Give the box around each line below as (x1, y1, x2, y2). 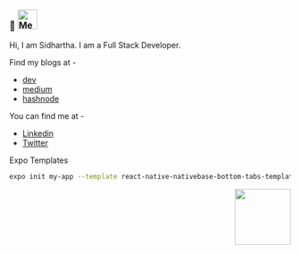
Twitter (21, 138, 49, 148)
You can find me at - (9, 111, 85, 122)
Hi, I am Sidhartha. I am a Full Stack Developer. (9, 40, 181, 51)
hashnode (21, 94, 60, 105)
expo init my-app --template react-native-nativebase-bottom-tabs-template (9, 173, 297, 182)
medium (21, 84, 53, 95)
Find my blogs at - (9, 57, 77, 68)
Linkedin (21, 128, 54, 139)
